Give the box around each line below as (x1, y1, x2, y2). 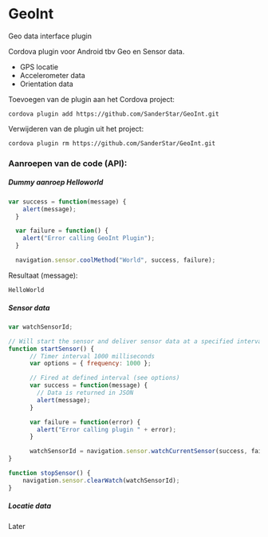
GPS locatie (19, 61, 59, 72)
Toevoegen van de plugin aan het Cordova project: (8, 94, 175, 104)
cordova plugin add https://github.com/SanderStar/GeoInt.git (8, 109, 219, 118)
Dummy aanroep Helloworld (8, 177, 104, 188)
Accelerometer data (19, 70, 85, 80)
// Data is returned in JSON (37, 389, 134, 397)
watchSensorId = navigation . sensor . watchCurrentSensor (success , (29, 448, 248, 456)
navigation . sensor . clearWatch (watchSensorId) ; (22, 476, 180, 484)
